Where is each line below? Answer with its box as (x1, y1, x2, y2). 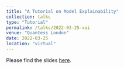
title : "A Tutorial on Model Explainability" (6, 8, 119, 14)
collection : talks (6, 14, 51, 20)
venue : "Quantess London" (6, 30, 69, 36)
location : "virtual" (6, 41, 57, 47)
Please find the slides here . (6, 56, 72, 64)
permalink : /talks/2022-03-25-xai (6, 24, 91, 31)
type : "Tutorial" (6, 19, 49, 25)
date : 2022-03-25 (6, 35, 49, 41)
